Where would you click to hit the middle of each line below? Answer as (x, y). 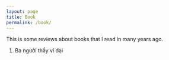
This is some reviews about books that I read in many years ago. (85, 39)
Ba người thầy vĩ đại (39, 51)
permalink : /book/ (29, 22)
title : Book (21, 17)
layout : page (22, 11)
